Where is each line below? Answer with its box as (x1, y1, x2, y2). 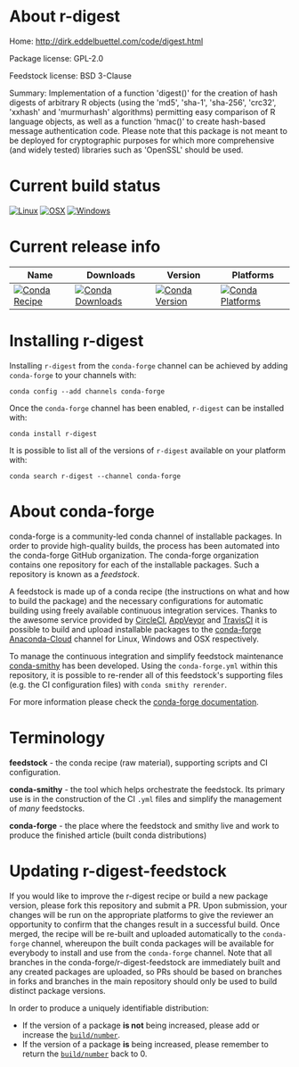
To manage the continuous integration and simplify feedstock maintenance (9, 650, 284, 661)
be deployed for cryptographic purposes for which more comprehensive (9, 135, 275, 145)
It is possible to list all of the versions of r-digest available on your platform (9, 444, 287, 456)
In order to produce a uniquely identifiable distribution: (9, 1002, 209, 1013)
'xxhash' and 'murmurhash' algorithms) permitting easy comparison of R (9, 106, 276, 117)
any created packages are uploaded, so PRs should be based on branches (9, 966, 283, 977)
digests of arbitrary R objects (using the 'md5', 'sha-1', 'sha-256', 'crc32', (9, 96, 277, 108)
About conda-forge (9, 501, 155, 521)
